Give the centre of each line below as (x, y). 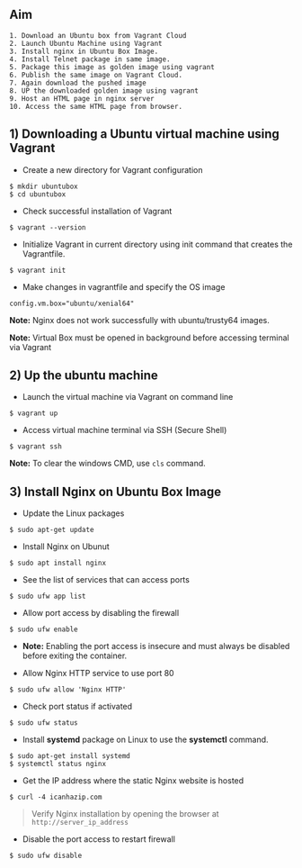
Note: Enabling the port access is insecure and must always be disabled (156, 646)
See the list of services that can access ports (106, 580)
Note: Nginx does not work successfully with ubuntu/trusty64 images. (139, 320)
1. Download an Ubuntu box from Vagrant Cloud (98, 35)
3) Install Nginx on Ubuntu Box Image (115, 491)
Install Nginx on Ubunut (66, 547)
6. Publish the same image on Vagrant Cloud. (96, 75)
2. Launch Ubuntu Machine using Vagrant (86, 43)
